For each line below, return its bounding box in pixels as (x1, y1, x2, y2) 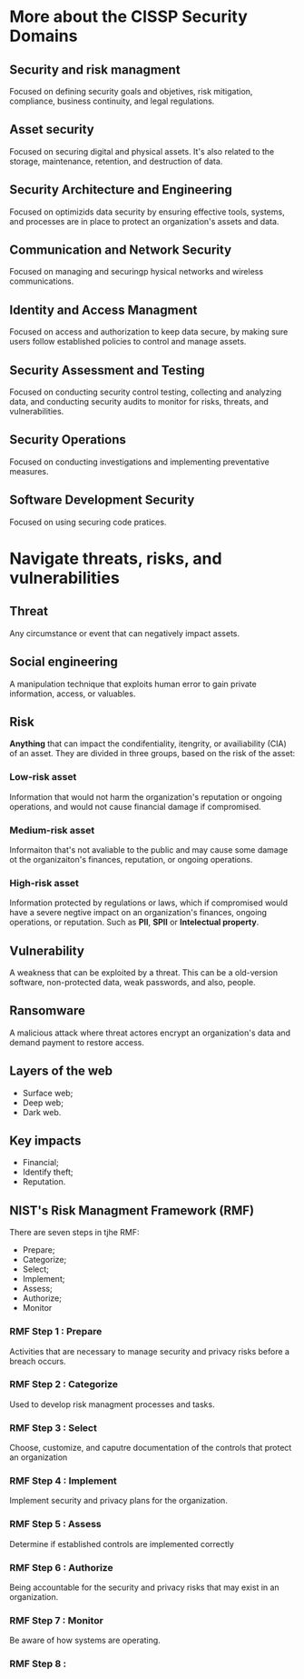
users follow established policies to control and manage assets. (9, 336, 247, 347)
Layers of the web (9, 1064, 113, 1079)
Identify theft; (22, 1166, 74, 1178)
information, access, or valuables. (9, 688, 136, 699)
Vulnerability (9, 943, 84, 958)
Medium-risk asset (9, 824, 95, 836)
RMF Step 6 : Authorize (9, 1561, 113, 1574)
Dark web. (22, 1106, 62, 1117)
